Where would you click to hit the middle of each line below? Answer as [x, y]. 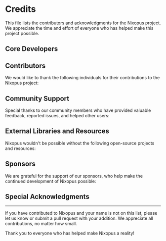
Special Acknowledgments [47, 196]
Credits [21, 9]
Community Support [37, 98]
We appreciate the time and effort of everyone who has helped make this [79, 28]
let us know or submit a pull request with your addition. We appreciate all [79, 218]
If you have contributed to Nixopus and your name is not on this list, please [81, 213]
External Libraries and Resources [57, 131]
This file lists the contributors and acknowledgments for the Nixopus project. [83, 23]
